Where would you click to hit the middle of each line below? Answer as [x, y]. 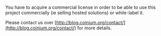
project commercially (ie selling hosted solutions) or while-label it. [75, 13]
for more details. [95, 28]
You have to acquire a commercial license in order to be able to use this [80, 7]
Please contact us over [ [31, 23]
